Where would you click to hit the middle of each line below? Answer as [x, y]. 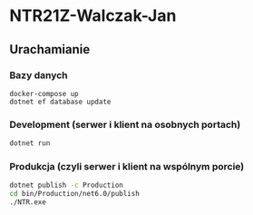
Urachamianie [50, 49]
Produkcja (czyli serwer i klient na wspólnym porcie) [127, 166]
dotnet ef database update [60, 102]
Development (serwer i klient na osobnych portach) [125, 124]
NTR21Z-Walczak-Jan [93, 16]
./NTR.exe [28, 202]
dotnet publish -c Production [67, 186]
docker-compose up [44, 93]
